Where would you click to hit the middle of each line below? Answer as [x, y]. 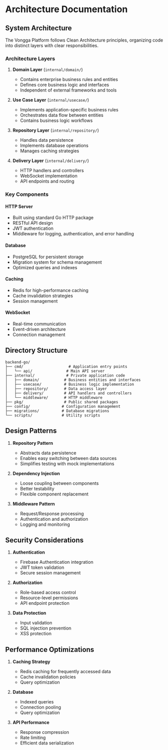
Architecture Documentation [67, 9]
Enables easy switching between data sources [68, 458]
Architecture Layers [30, 58]
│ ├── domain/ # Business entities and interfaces [73, 380]
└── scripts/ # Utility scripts [53, 415]
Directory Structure [37, 350]
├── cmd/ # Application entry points [66, 366]
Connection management [39, 335]
